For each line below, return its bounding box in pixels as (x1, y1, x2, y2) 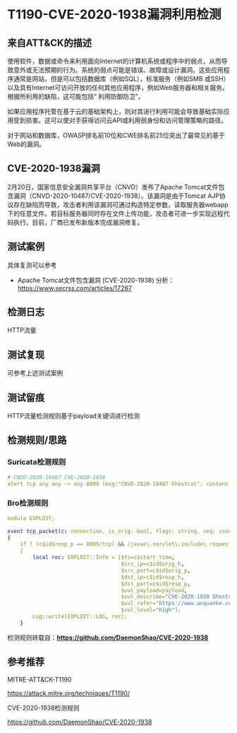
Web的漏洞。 (7, 140, 46, 148)
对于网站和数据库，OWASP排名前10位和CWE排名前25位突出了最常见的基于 (7, 131, 226, 139)
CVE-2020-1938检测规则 (7, 703, 80, 712)
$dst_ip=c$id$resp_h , (121, 573, 185, 580)
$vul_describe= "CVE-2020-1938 (121, 593, 210, 601)
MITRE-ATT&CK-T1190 (7, 675, 72, 684)
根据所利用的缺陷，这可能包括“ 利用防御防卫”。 (7, 93, 145, 100)
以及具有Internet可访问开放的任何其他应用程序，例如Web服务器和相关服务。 (7, 83, 229, 92)
